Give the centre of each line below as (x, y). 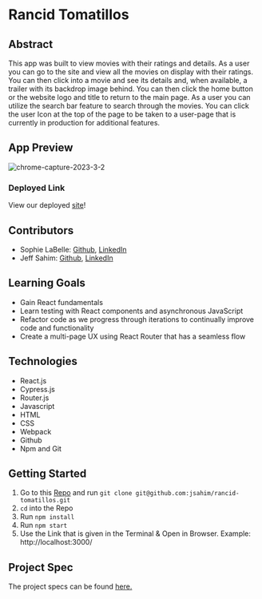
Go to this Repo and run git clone (76, 493)
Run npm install (47, 517)
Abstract (31, 44)
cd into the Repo (46, 508)
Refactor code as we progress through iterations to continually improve (137, 319)
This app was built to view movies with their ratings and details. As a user (129, 63)
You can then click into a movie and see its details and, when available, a (128, 80)
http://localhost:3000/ (56, 542)
